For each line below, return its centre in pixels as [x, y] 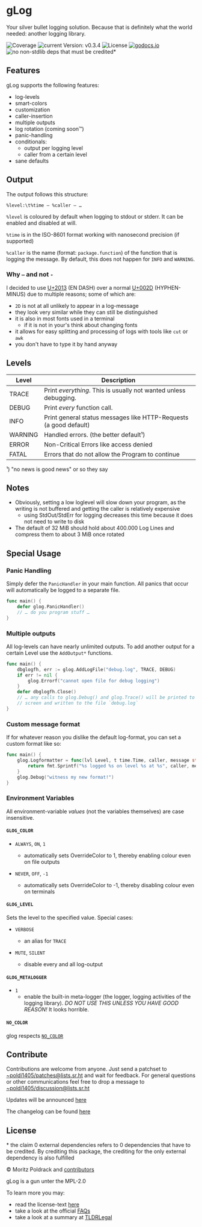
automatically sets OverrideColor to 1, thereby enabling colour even [107, 855]
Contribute [27, 1054]
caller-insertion [34, 116]
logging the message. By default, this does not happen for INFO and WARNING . [101, 259]
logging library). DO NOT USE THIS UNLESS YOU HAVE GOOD [101, 1003]
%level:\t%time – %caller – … [44, 205]
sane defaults [32, 161]
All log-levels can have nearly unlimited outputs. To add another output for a [100, 646]
